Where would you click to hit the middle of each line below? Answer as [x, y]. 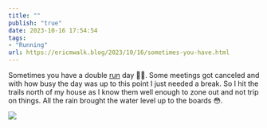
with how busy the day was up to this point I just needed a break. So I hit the [133, 83]
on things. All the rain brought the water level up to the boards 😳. [116, 101]
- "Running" [28, 45]
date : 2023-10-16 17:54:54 [53, 30]
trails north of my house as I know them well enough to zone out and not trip [133, 92]
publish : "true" [35, 23]
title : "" [25, 16]
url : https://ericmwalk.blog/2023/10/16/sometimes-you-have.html [119, 52]
